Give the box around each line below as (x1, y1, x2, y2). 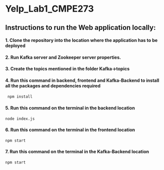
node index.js (5, 116, 35, 121)
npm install (7, 94, 33, 99)
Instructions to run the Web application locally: (5, 23, 156, 32)
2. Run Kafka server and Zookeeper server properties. (5, 54, 121, 60)
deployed (5, 42, 26, 49)
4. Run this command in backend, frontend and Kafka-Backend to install (5, 77, 159, 83)
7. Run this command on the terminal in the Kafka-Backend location (5, 149, 149, 155)
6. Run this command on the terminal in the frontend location (5, 127, 135, 133)
